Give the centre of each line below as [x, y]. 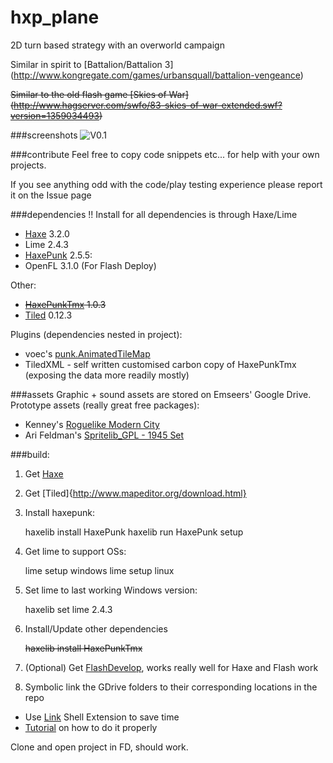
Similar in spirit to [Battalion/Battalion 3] [92, 64]
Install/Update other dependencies [96, 628]
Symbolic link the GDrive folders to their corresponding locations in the [171, 687]
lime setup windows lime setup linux [99, 570]
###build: [30, 454]
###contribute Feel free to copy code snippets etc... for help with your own [165, 154]
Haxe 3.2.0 [47, 233]
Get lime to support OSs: [75, 551]
